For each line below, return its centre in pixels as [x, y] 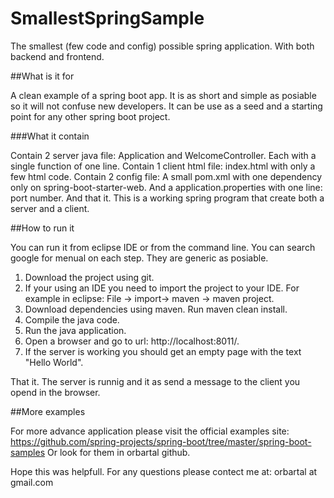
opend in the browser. [55, 392]
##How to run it [42, 228]
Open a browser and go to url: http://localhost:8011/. [132, 341]
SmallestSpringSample [107, 18]
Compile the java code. [72, 319]
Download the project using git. [89, 277]
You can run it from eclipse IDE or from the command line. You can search [163, 247]
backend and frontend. [57, 56]
